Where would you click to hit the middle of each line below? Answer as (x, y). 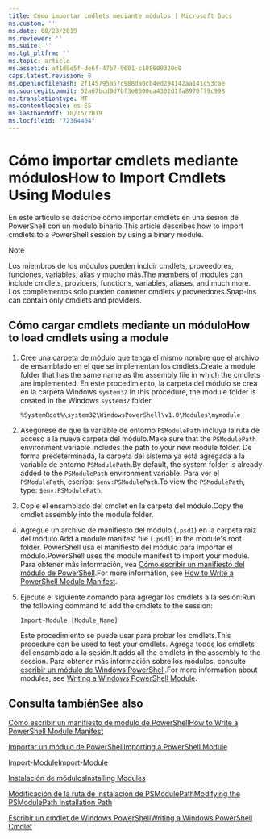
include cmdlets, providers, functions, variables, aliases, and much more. (130, 282)
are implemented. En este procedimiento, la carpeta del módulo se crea (139, 383)
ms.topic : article (39, 61)
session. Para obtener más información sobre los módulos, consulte (133, 661)
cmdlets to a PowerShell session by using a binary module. (106, 234)
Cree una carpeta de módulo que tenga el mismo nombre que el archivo (139, 357)
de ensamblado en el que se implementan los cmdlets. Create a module (138, 366)
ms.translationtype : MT (48, 98)
